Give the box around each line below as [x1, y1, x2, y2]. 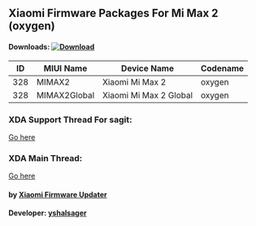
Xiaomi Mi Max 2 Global [102, 89, 193, 101]
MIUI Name [43, 63, 88, 74]
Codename [200, 63, 245, 74]
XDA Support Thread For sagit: [8, 114, 132, 125]
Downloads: [8, 41, 50, 51]
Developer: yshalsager [8, 208, 87, 218]
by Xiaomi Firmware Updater [8, 189, 107, 199]
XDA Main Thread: [8, 152, 83, 163]
